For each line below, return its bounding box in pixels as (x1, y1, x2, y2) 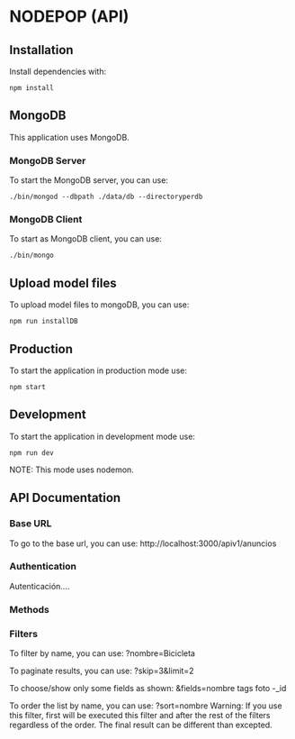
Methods (9, 603, 49, 616)
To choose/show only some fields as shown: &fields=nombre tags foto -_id (9, 683, 287, 694)
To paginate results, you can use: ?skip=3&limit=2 (9, 665, 194, 677)
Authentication (9, 561, 76, 573)
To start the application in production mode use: (9, 365, 187, 376)
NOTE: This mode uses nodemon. (9, 464, 135, 475)
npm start (9, 383, 47, 392)
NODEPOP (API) (9, 6, 130, 27)
